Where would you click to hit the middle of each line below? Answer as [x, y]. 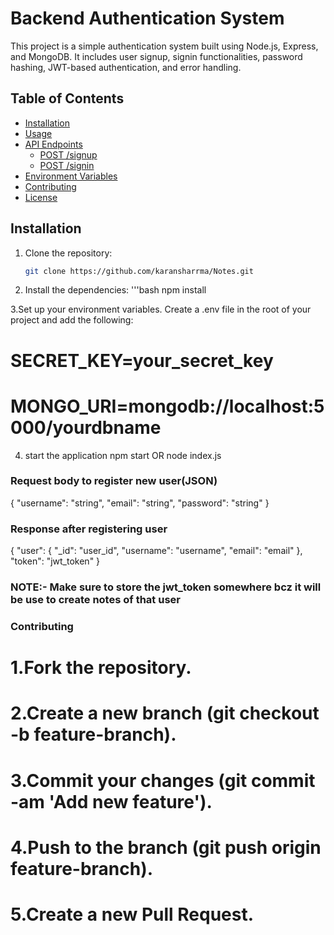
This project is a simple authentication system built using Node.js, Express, [164, 46]
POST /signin [67, 165]
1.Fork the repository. [101, 668]
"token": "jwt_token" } [55, 561]
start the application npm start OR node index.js [123, 455]
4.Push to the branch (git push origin [166, 847]
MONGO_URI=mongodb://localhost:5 [167, 406]
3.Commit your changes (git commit [163, 780]
